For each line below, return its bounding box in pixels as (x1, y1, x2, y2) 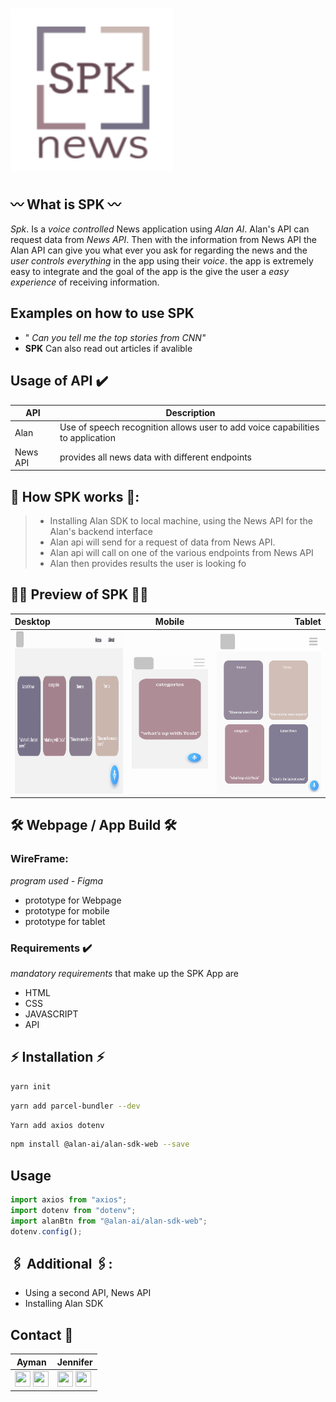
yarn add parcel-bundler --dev (10, 1101, 141, 1111)
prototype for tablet (24, 915, 106, 927)
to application (59, 432, 116, 444)
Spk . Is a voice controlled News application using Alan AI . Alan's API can (10, 223, 310, 235)
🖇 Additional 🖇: (10, 1256, 113, 1272)
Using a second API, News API (24, 1287, 152, 1299)
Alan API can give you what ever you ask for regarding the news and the (10, 244, 308, 256)
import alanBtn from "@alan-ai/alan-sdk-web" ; (10, 1216, 208, 1226)
